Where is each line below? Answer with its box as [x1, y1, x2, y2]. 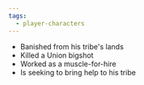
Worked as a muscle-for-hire [19, 58, 116, 69]
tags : [8, 11, 27, 20]
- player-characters [15, 19, 85, 28]
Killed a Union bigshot [19, 50, 94, 60]
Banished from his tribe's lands [19, 41, 124, 51]
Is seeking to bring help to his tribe [19, 67, 136, 77]
